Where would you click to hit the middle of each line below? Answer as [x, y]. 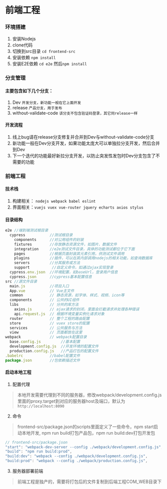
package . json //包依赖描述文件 [43, 360]
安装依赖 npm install [34, 57]
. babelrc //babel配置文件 [43, 356]
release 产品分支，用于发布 [37, 107]
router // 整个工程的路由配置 [50, 318]
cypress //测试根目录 [41, 235]
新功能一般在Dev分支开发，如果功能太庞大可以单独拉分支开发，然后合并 [86, 143]
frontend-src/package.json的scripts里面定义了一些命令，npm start [85, 427]
